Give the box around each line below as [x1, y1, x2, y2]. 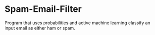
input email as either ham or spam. [4, 25, 75, 31]
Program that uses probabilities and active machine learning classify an [4, 20, 151, 26]
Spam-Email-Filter [4, 3, 82, 15]
